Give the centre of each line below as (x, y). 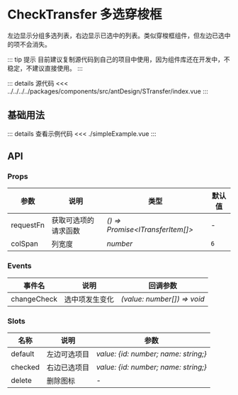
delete (21, 381)
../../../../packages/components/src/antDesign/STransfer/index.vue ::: (108, 91)
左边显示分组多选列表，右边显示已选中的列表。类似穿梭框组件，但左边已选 (116, 35)
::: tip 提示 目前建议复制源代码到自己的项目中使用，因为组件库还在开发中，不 (119, 59)
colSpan (25, 244)
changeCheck (34, 299)
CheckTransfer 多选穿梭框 (85, 15)
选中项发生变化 (89, 299)
